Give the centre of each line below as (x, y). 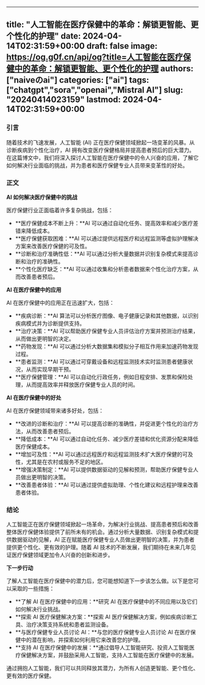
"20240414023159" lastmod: (63, 99)
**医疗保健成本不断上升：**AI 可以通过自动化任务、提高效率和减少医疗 (104, 223)
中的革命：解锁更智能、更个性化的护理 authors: (104, 69)
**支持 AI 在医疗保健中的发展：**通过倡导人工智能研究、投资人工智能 (102, 648)
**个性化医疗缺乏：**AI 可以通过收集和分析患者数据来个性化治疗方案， (104, 269)
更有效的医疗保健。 (31, 676)
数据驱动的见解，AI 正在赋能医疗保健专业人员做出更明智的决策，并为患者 (103, 540)
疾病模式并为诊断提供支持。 (50, 323)
